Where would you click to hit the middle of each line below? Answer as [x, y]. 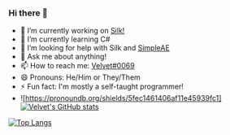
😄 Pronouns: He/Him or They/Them [80, 77]
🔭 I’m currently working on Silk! [72, 31]
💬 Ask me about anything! [63, 57]
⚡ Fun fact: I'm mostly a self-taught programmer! [102, 87]
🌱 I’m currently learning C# [65, 39]
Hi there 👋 [28, 13]
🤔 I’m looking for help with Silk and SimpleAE [95, 48]
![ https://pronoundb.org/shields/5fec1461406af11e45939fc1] [121, 98]
